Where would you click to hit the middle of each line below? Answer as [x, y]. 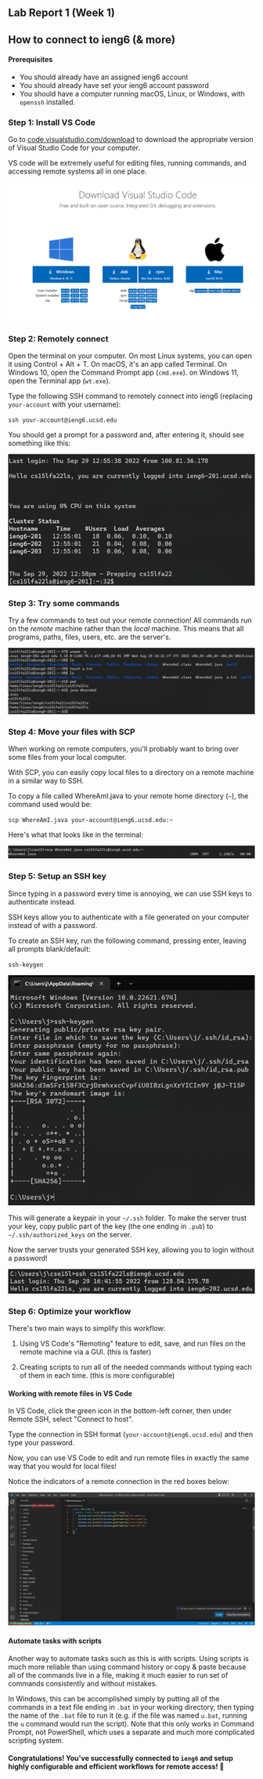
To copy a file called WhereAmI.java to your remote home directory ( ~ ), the [128, 796]
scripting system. [36, 1740]
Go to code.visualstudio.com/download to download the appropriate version [131, 140]
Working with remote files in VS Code [70, 1394]
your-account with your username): [65, 404]
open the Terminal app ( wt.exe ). [59, 381]
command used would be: [50, 805]
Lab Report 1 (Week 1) [61, 13]
